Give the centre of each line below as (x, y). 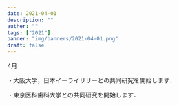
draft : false (26, 45)
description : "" (30, 20)
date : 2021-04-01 (32, 13)
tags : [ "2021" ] (29, 33)
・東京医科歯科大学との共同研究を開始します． (73, 95)
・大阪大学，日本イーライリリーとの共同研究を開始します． (92, 80)
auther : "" (23, 26)
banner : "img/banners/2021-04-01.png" (63, 39)
